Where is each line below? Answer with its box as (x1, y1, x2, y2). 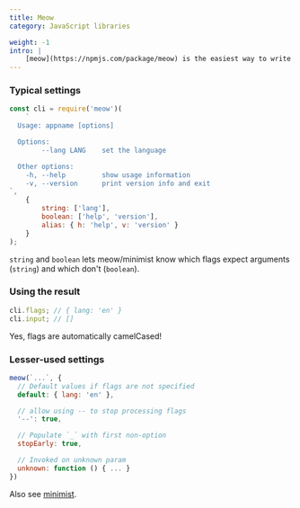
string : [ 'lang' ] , (41, 204, 110, 213)
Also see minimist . (9, 488, 77, 499)
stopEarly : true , (17, 440, 83, 449)
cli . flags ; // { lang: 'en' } (9, 306, 123, 315)
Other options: (17, 162, 75, 171)
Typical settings (9, 85, 81, 97)
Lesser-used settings (9, 352, 105, 365)
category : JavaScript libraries (9, 22, 130, 31)
